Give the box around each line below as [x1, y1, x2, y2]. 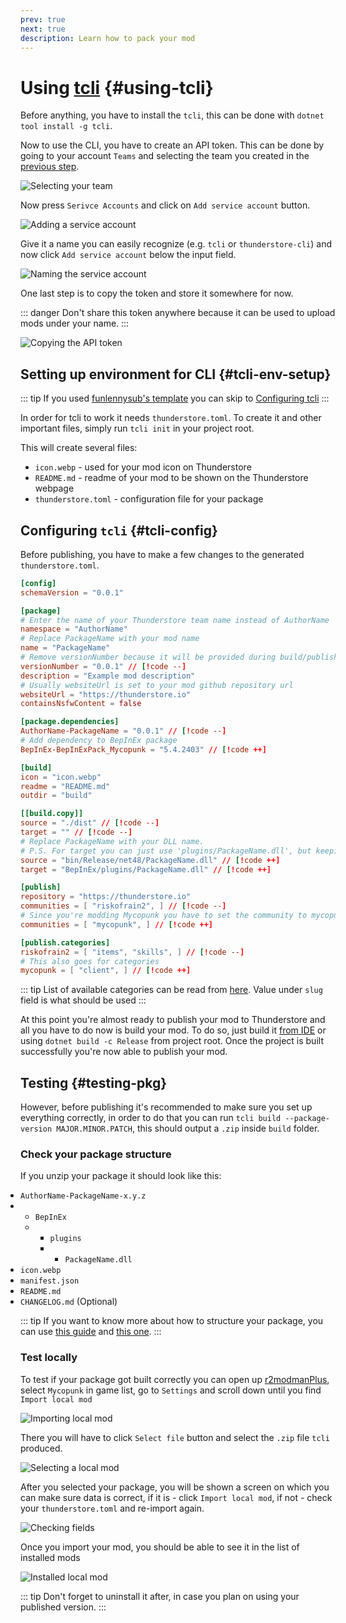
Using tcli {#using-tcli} [20, 76, 214, 99]
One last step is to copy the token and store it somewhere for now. [20, 287, 294, 300]
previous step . [20, 161, 80, 173]
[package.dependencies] [20, 717, 120, 727]
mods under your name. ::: [20, 317, 130, 330]
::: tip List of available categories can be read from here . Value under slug [20, 984, 323, 996]
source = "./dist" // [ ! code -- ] [20, 818, 160, 828]
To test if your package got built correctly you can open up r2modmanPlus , [20, 1373, 330, 1385]
